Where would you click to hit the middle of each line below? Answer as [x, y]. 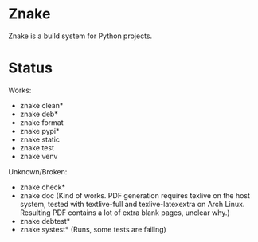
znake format [41, 122]
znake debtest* [45, 221]
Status [31, 68]
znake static [39, 139]
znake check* [43, 187]
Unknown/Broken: [38, 171]
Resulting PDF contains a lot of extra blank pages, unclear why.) [125, 213]
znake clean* [41, 105]
